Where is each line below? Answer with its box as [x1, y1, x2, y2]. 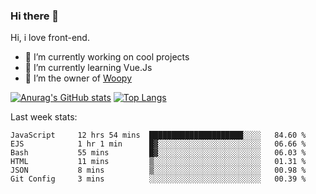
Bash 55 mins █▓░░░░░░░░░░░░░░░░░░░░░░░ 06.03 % [10, 148, 307, 158]
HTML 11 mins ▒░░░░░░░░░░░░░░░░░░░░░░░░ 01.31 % [10, 157, 307, 167]
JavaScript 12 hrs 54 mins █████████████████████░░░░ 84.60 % [10, 130, 307, 141]
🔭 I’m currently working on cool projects [24, 51, 190, 63]
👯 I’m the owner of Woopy [24, 72, 132, 84]
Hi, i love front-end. [10, 32, 90, 44]
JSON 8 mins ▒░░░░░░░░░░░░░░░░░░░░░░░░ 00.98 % [10, 165, 307, 176]
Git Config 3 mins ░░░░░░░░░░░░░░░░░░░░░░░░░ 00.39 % [10, 174, 307, 184]
